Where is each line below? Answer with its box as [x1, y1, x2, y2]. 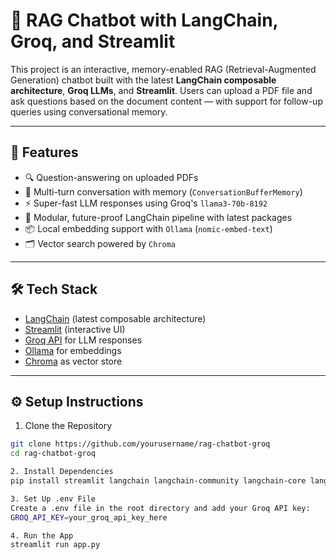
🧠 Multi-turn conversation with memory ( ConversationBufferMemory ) [24, 185, 303, 198]
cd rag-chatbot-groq [10, 449, 97, 459]
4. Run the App [10, 530, 74, 541]
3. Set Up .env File [10, 494, 97, 504]
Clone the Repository [24, 420, 113, 432]
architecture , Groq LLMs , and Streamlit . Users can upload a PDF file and [10, 84, 313, 96]
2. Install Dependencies [10, 467, 114, 477]
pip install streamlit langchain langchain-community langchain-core [10, 476, 307, 486]
